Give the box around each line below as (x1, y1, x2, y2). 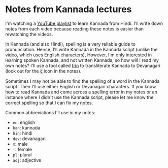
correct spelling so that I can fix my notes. (5, 99, 93, 106)
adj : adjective (12, 157, 42, 163)
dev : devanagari (12, 136, 46, 142)
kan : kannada (12, 124, 41, 130)
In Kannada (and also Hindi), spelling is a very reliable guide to (5, 41, 136, 47)
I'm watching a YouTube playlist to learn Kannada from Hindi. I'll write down (5, 20, 163, 26)
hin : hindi (12, 130, 33, 136)
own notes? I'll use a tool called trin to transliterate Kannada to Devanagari (5, 62, 161, 69)
